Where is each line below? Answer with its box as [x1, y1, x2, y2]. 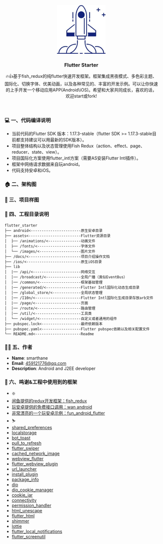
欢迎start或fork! [65, 93, 97, 99]
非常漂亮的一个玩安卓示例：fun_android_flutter [11, 410, 105, 416]
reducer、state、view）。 [11, 149, 62, 155]
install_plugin [11, 472, 38, 477]
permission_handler [11, 502, 52, 508]
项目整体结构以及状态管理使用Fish [11, 143, 80, 149]
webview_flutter [11, 456, 44, 462]
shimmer [11, 518, 30, 524]
